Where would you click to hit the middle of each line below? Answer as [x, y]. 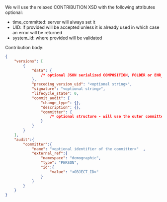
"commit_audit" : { [51, 98]
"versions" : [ [29, 61]
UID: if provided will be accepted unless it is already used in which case [86, 27]
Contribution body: [24, 47]
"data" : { [42, 70]
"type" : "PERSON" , [60, 163]
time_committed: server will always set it [54, 22]
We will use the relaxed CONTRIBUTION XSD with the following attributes [80, 7]
